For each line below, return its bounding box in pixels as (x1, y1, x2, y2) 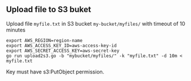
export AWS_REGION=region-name (6, 37, 83, 43)
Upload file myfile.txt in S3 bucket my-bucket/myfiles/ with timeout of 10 (6, 20, 186, 27)
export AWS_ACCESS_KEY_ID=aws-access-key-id (6, 43, 117, 48)
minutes (6, 26, 26, 33)
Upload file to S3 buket (6, 5, 92, 15)
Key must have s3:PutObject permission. (6, 68, 105, 75)
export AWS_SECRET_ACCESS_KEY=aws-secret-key (6, 48, 119, 54)
